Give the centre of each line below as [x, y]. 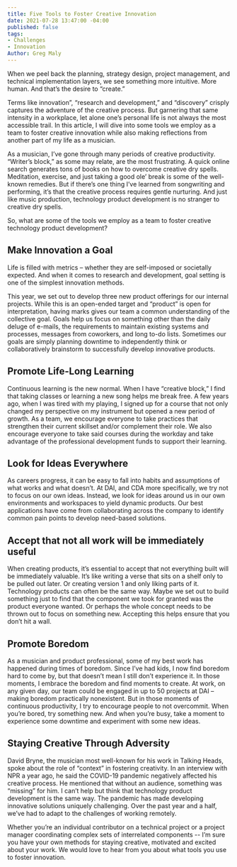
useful [22, 552]
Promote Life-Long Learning [71, 371]
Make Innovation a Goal [60, 250]
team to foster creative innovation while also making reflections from [107, 133]
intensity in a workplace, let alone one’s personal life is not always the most [117, 117]
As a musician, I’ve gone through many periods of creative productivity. [111, 154]
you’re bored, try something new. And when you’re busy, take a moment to [116, 713]
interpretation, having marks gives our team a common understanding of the [118, 311]
